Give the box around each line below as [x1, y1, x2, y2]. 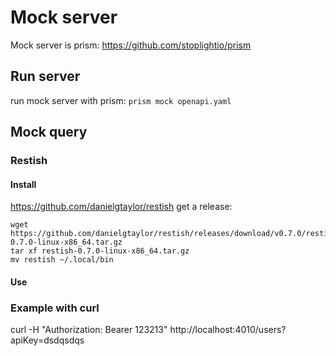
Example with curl [10, 301, 100, 315]
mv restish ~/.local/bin [10, 255, 114, 265]
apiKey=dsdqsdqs [10, 334, 85, 346]
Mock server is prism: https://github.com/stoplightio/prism [10, 39, 252, 51]
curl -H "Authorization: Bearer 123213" [10, 324, 168, 336]
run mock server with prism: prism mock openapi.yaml [10, 94, 232, 106]
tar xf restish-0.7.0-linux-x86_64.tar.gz [10, 246, 190, 256]
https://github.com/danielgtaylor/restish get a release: [10, 201, 233, 213]
